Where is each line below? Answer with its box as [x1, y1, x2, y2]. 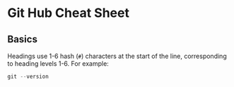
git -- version [7, 73, 49, 80]
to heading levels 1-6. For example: [7, 59, 110, 68]
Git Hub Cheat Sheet [7, 5, 129, 21]
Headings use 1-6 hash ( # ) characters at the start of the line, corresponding [7, 52, 228, 60]
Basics [7, 33, 37, 45]
